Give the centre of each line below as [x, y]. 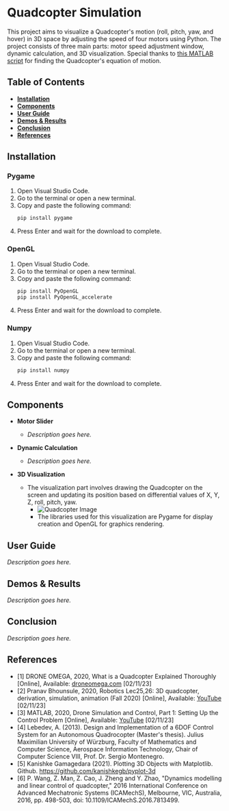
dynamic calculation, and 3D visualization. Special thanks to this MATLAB [110, 53]
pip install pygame [45, 218]
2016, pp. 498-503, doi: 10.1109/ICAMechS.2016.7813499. [98, 800]
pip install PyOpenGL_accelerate [65, 297]
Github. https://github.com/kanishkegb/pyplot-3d [86, 771]
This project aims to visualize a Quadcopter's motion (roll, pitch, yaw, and [110, 32]
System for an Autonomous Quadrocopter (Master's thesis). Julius [110, 734]
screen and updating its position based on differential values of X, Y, [123, 495]
